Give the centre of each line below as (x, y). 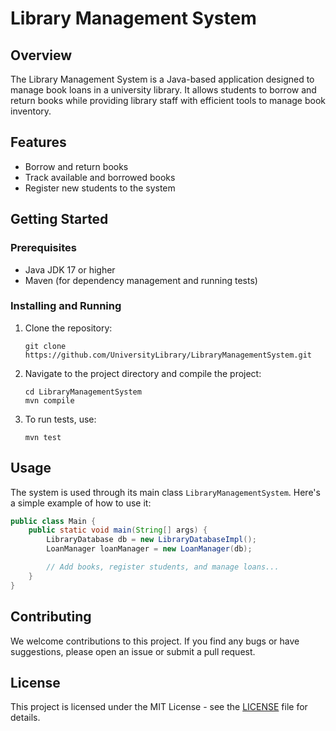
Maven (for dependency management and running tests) (141, 280)
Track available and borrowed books (100, 177)
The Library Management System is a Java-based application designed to (162, 79)
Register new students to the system (100, 188)
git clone (45, 346)
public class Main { (53, 521)
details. (25, 718)
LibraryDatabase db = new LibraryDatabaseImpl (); (151, 540)
